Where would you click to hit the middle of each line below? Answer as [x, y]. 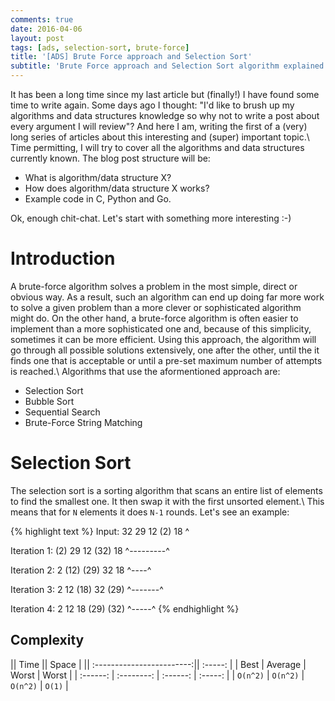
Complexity [47, 640]
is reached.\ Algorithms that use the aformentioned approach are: [145, 371]
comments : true [42, 19]
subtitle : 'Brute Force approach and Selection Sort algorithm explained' [169, 66]
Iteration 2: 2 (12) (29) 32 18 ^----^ [81, 570]
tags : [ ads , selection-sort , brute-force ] [100, 47]
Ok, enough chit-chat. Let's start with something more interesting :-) [151, 218]
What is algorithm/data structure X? [98, 177]
